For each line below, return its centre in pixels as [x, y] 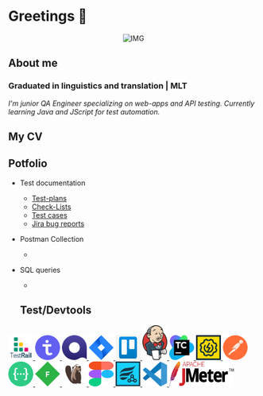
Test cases [49, 215]
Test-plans [49, 198]
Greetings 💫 [48, 16]
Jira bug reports [58, 223]
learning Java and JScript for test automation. [84, 111]
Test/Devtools [56, 311]
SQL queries [40, 270]
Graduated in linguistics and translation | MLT [98, 86]
